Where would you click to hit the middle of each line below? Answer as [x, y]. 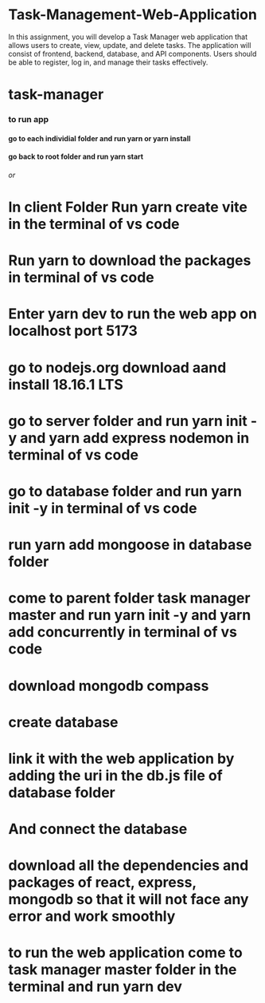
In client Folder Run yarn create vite [128, 207]
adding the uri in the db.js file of [115, 775]
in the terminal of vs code [94, 224]
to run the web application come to [125, 953]
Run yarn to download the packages [130, 261]
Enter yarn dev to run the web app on [132, 314]
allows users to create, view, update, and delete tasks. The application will [130, 45]
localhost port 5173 [73, 331]
